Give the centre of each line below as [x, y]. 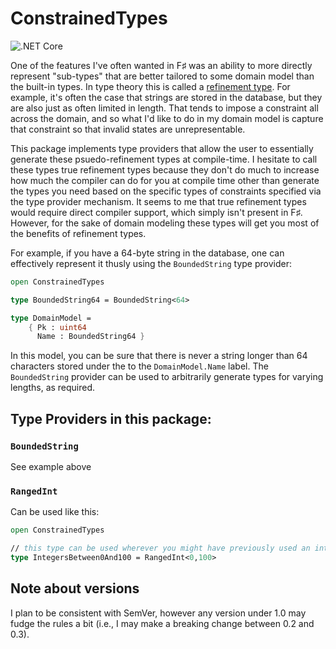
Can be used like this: [55, 512]
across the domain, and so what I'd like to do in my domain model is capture [167, 118]
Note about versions [75, 588]
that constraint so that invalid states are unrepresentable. [128, 129]
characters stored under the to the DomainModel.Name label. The [139, 366]
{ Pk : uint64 [57, 327]
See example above [51, 466]
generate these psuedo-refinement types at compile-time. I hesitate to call [164, 159]
